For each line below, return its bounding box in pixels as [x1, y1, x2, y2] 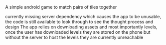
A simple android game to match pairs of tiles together [5, 4, 117, 10]
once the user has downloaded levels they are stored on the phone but [5, 29, 151, 35]
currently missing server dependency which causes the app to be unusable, [5, 14, 162, 19]
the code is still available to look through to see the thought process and [5, 19, 154, 24]
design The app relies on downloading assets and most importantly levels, [5, 24, 158, 30]
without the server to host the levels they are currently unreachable [5, 34, 144, 40]
